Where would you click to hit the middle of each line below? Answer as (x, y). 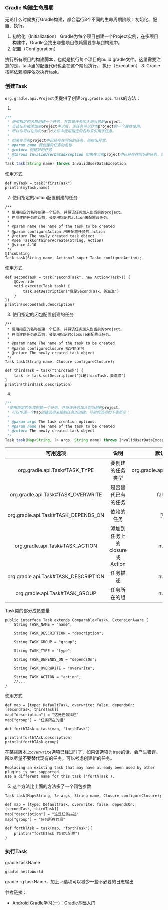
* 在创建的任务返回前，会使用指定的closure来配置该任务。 (60, 335)
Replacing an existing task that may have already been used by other (80, 768)
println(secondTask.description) (40, 305)
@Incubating (17, 254)
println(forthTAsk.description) (39, 738)
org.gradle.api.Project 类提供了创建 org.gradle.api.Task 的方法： (73, 98)
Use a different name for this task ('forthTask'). (60, 776)
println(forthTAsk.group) (32, 742)
